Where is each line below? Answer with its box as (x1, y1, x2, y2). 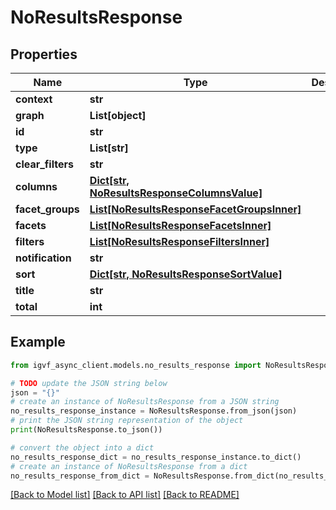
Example (10, 334, 66, 351)
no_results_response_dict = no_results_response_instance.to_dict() (10, 452, 302, 462)
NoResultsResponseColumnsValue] (89, 186, 263, 200)
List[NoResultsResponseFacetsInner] (89, 219, 272, 232)
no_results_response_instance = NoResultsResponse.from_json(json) (10, 406, 298, 416)
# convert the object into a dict (10, 442, 155, 453)
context (15, 92, 53, 106)
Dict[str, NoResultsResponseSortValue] (89, 267, 283, 281)
